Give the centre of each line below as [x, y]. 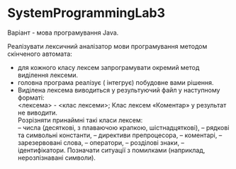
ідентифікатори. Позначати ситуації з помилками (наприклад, [111, 150]
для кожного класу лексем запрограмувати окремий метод [108, 67]
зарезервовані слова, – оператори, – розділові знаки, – [101, 142]
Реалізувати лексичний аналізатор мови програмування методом [107, 46]
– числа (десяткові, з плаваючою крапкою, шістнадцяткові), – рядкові [123, 127]
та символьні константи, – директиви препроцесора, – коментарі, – [120, 135]
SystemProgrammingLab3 [86, 13]
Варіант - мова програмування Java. [63, 33]
